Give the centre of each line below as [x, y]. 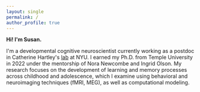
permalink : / [22, 17]
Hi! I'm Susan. [24, 40]
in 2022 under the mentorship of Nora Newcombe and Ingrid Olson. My [94, 64]
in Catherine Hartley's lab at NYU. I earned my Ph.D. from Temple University [99, 58]
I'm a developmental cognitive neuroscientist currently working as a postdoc [100, 51]
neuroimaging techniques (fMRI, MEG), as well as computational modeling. [98, 83]
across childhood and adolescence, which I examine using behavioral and [97, 76]
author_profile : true [33, 23]
